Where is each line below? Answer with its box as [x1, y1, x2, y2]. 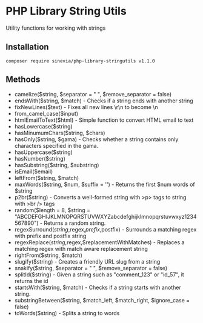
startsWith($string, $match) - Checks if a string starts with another [14, 284, 181, 291]
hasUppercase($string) [14, 148, 73, 156]
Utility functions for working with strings [5, 24, 106, 32]
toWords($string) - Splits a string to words [14, 309, 120, 316]
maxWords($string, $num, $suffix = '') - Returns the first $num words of [14, 181, 195, 188]
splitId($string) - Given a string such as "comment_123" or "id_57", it [14, 271, 184, 278]
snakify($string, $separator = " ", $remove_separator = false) [14, 264, 168, 271]
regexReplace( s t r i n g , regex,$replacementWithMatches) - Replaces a [14, 238, 185, 246]
